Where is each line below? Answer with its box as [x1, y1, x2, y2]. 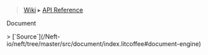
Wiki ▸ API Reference [23, 6, 84, 14]
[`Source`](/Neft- [12, 32, 60, 41]
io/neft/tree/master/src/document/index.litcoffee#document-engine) [6, 40, 202, 47]
